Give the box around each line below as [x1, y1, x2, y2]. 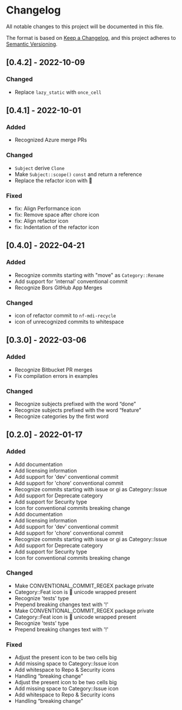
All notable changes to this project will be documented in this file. [6, 23, 164, 30]
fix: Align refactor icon [14, 217, 69, 224]
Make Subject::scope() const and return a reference [14, 171, 142, 178]
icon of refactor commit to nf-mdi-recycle [14, 312, 116, 319]
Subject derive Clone [14, 164, 65, 171]
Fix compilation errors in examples [14, 372, 98, 379]
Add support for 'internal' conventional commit [14, 278, 128, 285]
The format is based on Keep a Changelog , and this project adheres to [6, 34, 176, 41]
